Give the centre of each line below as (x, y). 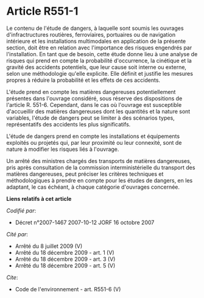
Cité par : (17, 234)
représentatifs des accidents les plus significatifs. (69, 124)
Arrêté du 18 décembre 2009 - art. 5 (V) (65, 265)
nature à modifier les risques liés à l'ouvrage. (63, 149)
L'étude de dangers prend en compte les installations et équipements (93, 136)
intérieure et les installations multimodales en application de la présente (96, 41)
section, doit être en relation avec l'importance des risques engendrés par (99, 48)
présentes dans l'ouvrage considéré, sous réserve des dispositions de (94, 98)
